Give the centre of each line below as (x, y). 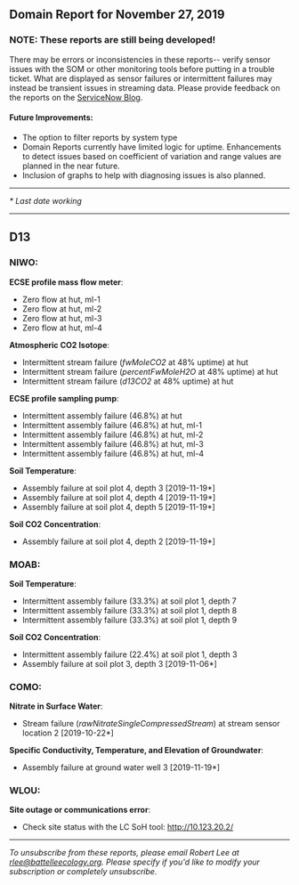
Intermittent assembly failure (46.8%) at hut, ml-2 (113, 434)
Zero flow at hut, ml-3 (62, 318)
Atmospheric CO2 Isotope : (59, 345)
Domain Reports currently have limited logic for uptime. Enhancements (152, 147)
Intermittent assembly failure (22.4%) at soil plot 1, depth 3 (129, 654)
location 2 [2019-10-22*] (68, 733)
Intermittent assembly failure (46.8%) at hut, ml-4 (113, 453)
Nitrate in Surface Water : (56, 706)
